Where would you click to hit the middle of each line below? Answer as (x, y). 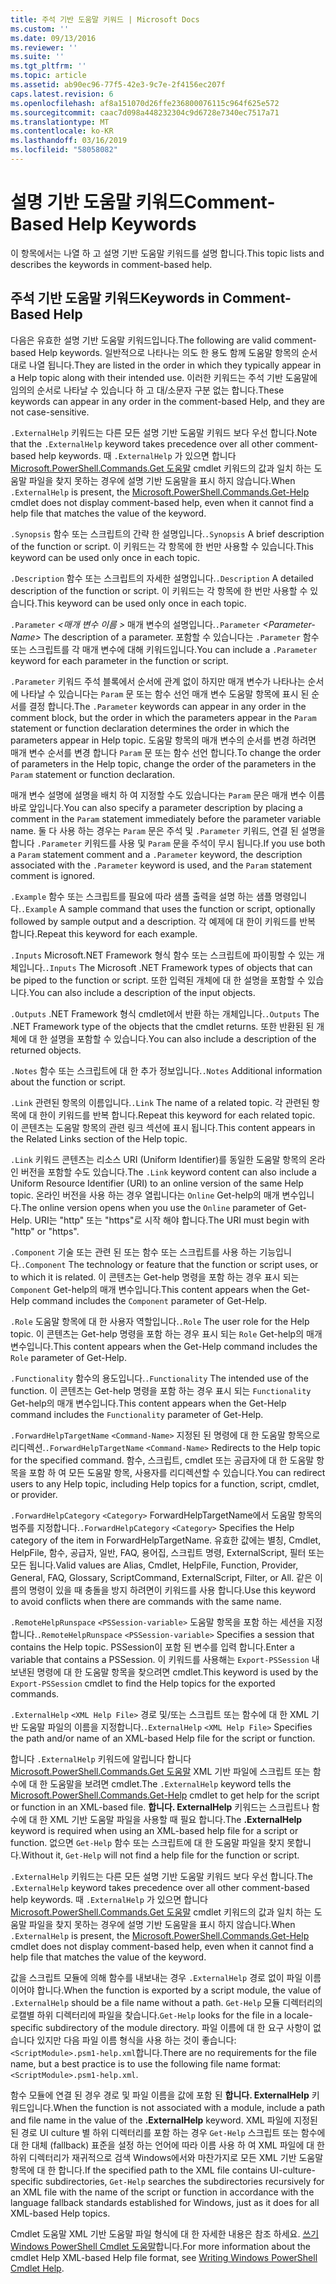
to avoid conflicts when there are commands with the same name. (146, 1601)
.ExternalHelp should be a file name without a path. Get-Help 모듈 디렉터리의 (166, 2002)
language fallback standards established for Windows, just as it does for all (165, 2202)
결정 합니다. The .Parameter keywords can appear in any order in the (167, 706)
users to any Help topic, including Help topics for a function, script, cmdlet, (165, 1483)
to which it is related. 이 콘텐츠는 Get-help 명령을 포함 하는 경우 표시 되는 (155, 1277)
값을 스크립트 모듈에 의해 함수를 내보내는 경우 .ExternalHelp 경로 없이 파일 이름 (166, 1977)
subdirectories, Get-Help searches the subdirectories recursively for (185, 2181)
